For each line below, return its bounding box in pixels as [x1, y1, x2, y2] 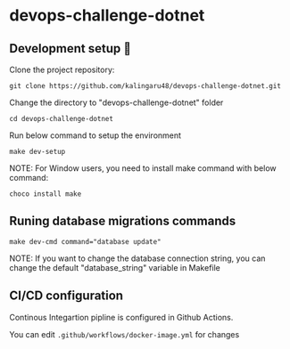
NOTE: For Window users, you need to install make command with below [9, 163, 277, 174]
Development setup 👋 [9, 41, 132, 56]
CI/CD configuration [9, 288, 123, 304]
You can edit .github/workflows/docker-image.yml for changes [9, 329, 240, 339]
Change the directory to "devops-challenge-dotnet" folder [9, 97, 224, 108]
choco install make [9, 190, 82, 199]
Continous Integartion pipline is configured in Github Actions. [9, 312, 234, 322]
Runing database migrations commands [9, 214, 236, 229]
